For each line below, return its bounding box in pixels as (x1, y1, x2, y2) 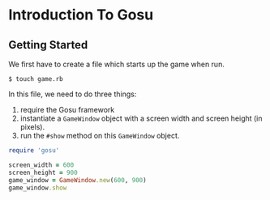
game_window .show (8, 184, 67, 192)
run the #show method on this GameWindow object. (19, 131, 180, 140)
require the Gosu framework (19, 105, 115, 114)
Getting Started (8, 38, 88, 52)
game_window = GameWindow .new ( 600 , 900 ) (8, 176, 148, 184)
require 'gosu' (8, 147, 60, 155)
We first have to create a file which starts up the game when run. (8, 59, 225, 69)
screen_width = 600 (8, 160, 75, 169)
